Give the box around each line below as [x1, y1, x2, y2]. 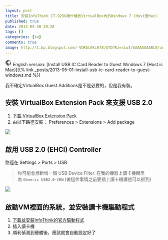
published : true [5, 19, 39, 24]
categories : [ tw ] [5, 35, 41, 40]
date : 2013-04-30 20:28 [5, 24, 55, 29]
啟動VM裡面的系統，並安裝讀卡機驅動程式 [5, 203, 135, 211]
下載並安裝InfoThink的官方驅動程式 [12, 217, 84, 223]
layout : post [5, 8, 32, 13]
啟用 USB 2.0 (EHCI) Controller [5, 145, 101, 154]
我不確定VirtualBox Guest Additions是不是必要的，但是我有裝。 [5, 82, 135, 88]
